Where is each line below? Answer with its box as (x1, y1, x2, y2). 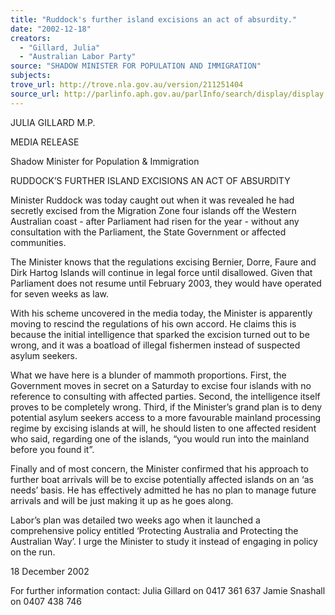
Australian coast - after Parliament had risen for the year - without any (10, 215, 300, 227)
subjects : (10, 71, 52, 81)
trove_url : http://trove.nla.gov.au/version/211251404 (10, 80, 244, 90)
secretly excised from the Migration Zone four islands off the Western (10, 204, 297, 216)
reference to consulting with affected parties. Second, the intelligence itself (10, 390, 321, 402)
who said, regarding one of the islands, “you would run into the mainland (10, 432, 310, 445)
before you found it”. (10, 443, 95, 455)
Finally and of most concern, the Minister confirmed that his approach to (10, 462, 309, 475)
